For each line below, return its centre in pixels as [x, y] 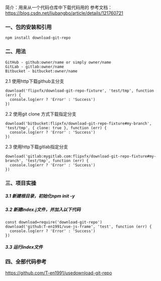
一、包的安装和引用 [28, 27]
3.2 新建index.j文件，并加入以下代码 [43, 210]
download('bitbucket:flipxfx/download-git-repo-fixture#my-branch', [78, 123]
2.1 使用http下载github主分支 [35, 81]
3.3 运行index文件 [24, 247]
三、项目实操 [21, 183]
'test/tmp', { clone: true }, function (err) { [56, 128]
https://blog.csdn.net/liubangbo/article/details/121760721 [64, 13]
